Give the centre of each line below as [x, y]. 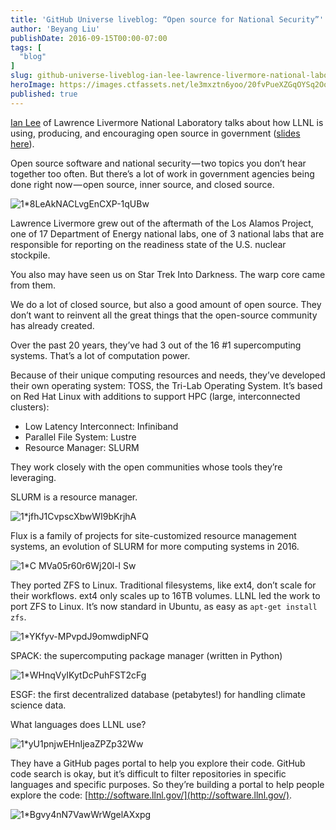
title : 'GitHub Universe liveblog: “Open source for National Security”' [167, 19]
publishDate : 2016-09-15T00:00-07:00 [89, 38]
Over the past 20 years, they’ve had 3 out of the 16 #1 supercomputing [156, 345]
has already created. [52, 325]
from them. [33, 285]
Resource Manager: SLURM [82, 447]
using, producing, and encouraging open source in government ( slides [155, 133]
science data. [38, 705]
